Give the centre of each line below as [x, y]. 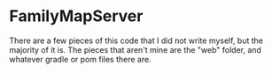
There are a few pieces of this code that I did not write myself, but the [136, 40]
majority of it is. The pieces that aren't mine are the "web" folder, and [135, 49]
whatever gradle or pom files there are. [81, 59]
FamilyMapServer [76, 16]
